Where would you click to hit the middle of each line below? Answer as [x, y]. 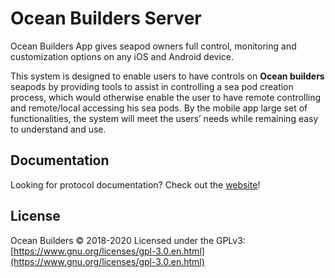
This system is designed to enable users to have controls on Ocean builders [167, 76]
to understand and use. [58, 129]
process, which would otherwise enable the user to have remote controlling [166, 97]
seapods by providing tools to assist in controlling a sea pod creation [152, 86]
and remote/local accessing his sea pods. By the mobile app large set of [159, 108]
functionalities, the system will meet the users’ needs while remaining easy [164, 118]
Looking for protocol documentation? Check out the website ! [135, 184]
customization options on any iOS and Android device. [122, 56]
